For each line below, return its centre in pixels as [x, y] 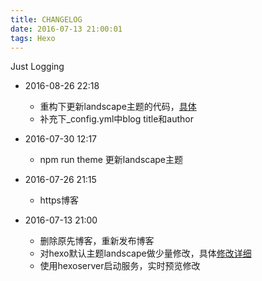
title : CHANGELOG [46, 19]
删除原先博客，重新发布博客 [97, 241]
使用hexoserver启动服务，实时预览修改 [120, 266]
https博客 [59, 200]
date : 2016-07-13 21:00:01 [66, 29]
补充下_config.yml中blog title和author [117, 119]
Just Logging [37, 67]
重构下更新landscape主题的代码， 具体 [118, 107]
